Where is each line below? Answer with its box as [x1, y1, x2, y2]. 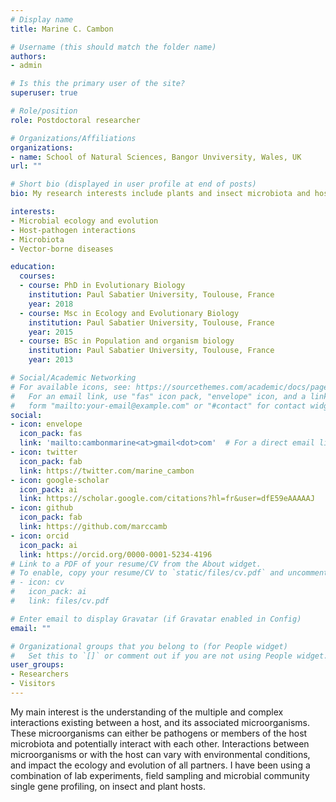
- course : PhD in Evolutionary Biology [19, 281, 186, 291]
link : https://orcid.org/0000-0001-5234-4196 [19, 549, 213, 560]
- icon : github [10, 503, 74, 513]
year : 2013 [28, 355, 74, 365]
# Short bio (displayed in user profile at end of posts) [10, 179, 257, 190]
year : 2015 [28, 327, 74, 337]
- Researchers [10, 669, 70, 680]
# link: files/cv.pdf [10, 596, 110, 606]
